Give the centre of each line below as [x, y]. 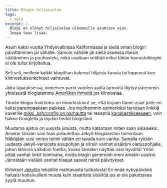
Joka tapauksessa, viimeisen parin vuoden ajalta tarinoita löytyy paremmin [82, 88]
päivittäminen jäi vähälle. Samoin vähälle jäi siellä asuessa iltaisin [72, 52]
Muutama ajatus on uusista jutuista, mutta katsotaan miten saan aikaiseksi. [82, 128]
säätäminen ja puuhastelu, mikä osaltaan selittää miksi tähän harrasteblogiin [83, 58]
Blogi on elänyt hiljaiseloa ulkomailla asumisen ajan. [69, 28]
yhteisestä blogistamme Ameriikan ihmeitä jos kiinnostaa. [64, 93]
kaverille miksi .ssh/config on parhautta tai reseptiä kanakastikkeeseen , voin [84, 113]
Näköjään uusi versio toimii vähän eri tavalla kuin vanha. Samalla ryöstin [79, 139]
